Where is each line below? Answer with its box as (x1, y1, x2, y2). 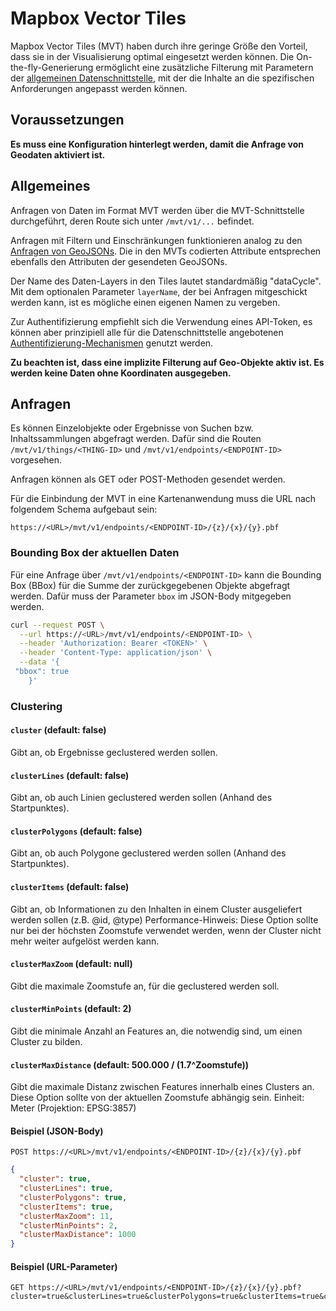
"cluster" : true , (19, 1174, 92, 1184)
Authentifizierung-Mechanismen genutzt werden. (10, 337, 214, 349)
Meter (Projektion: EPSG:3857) (10, 1102, 137, 1114)
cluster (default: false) (10, 724, 107, 736)
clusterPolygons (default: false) (10, 825, 143, 837)
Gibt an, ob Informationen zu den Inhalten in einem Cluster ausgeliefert (10, 903, 303, 915)
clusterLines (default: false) (10, 769, 130, 781)
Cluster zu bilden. (10, 1035, 83, 1047)
